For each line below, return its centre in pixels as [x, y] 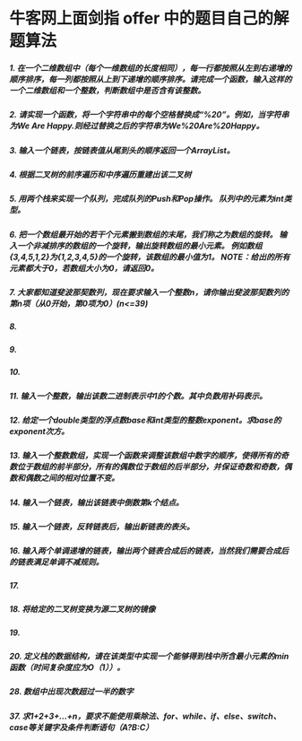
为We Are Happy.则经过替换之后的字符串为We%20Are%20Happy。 [137, 126]
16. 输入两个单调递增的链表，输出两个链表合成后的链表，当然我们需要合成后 [149, 551]
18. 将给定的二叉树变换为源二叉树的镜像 [82, 609]
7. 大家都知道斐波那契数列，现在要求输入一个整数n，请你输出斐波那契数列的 [149, 292]
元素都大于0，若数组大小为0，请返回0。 [84, 268]
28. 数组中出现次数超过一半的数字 [72, 692]
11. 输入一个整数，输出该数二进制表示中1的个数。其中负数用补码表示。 [138, 396]
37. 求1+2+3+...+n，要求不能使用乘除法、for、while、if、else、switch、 [145, 716]
